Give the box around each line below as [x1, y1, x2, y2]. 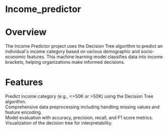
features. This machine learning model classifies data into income [27, 54, 163, 60]
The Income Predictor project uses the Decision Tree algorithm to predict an [5, 43, 163, 49]
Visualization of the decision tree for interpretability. [5, 120, 113, 126]
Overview [5, 27, 47, 38]
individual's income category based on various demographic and [5, 49, 140, 55]
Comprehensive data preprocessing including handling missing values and [5, 104, 160, 110]
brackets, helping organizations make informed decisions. [5, 59, 125, 65]
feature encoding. [5, 109, 42, 115]
